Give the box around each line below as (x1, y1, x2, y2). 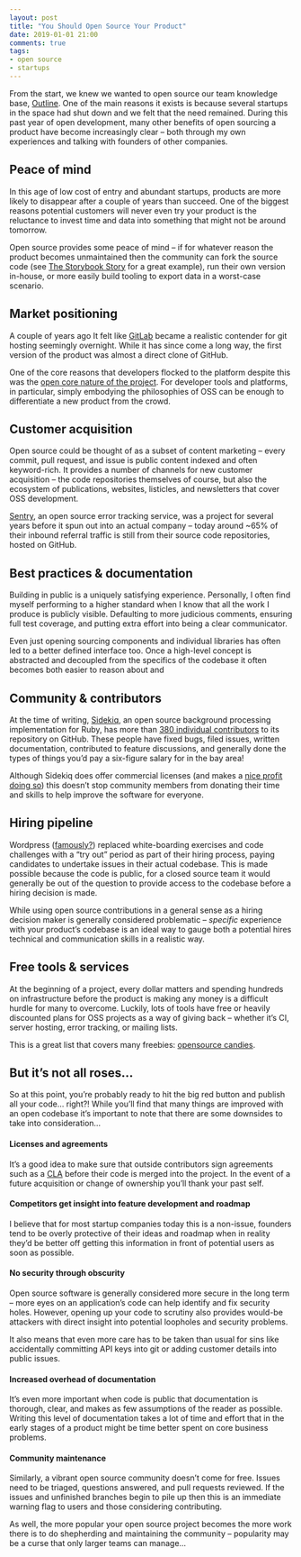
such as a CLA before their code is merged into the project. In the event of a (9, 1168, 291, 1179)
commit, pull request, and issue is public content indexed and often (9, 455, 258, 466)
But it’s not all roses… (9, 1065, 134, 1080)
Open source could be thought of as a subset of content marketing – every (9, 445, 286, 456)
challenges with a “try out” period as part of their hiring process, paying (9, 849, 276, 860)
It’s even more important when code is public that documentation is (9, 1394, 259, 1405)
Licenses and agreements (9, 1138, 109, 1149)
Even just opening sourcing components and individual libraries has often (9, 636, 281, 647)
